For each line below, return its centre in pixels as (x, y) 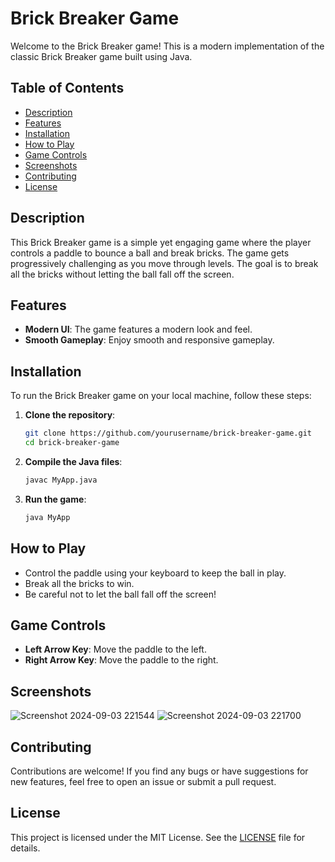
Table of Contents (67, 88)
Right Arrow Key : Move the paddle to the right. (121, 660)
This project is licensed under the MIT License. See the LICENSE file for (158, 837)
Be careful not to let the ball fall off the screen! (120, 594)
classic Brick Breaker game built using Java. (101, 56)
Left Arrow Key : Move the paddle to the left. (115, 649)
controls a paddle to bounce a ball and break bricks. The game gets (150, 253)
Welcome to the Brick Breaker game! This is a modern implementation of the (167, 46)
